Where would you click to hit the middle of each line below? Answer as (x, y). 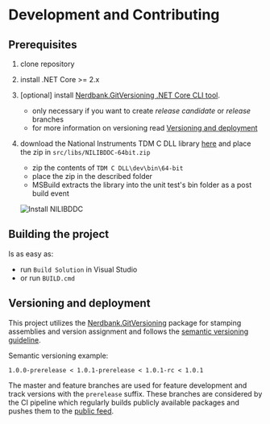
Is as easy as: (31, 254)
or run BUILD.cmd (47, 278)
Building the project (59, 234)
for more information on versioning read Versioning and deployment (145, 128)
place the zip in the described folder (92, 176)
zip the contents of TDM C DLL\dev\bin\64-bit (108, 168)
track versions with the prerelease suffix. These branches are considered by (135, 393)
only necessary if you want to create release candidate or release (141, 111)
